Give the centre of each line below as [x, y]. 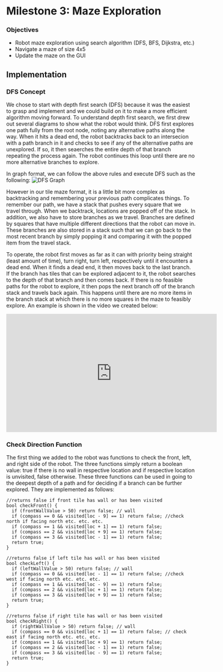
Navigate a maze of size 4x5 [50, 49]
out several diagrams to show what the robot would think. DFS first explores [100, 124]
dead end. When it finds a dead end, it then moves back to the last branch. [99, 267]
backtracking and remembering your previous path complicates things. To [98, 198]
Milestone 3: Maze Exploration [84, 11]
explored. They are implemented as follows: [60, 489]
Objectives [23, 30]
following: [18, 180]
